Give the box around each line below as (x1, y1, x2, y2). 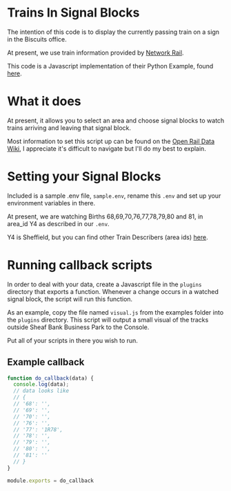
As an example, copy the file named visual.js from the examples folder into (7, 308, 224, 316)
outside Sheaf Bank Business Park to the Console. (7, 323, 150, 331)
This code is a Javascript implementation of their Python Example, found (7, 62, 214, 70)
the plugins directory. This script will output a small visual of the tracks (7, 315, 209, 324)
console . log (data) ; (13, 381, 70, 388)
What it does (7, 93, 81, 109)
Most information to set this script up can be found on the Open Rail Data (7, 137, 215, 145)
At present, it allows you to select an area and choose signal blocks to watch (7, 116, 225, 124)
